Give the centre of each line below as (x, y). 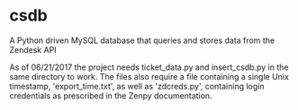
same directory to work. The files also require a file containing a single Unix (149, 76)
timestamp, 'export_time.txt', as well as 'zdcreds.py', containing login (137, 86)
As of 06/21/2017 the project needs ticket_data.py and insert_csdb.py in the (149, 67)
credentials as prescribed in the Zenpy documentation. (111, 96)
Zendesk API (33, 49)
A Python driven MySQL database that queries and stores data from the (142, 40)
